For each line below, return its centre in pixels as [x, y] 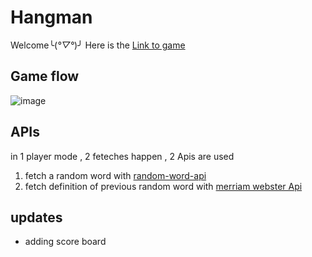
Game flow [45, 76]
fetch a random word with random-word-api [115, 175]
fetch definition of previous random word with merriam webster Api [163, 186]
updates [36, 217]
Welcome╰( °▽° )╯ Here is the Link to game [98, 45]
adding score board [65, 242]
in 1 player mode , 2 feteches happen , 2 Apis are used [122, 156]
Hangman [51, 17]
